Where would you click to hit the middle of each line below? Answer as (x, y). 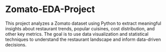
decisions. (16, 44)
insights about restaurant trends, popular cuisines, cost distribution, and (80, 28)
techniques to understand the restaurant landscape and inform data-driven (83, 39)
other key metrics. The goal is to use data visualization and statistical (77, 34)
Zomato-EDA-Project (50, 9)
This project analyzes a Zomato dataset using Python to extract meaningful (83, 23)
